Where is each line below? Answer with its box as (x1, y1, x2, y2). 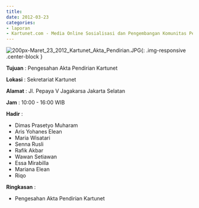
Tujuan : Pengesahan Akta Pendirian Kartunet (6, 64, 118, 71)
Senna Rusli (14, 141, 44, 148)
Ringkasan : (6, 184, 36, 191)
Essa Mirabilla (14, 160, 49, 167)
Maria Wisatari (14, 134, 50, 142)
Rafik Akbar (14, 147, 43, 154)
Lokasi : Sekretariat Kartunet (6, 76, 76, 83)
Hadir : (6, 110, 23, 118)
